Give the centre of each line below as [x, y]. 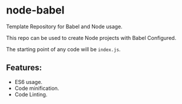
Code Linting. [31, 94]
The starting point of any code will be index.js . [63, 49]
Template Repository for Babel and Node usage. [64, 26]
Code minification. [37, 88]
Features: [24, 68]
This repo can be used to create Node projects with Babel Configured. [91, 38]
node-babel [35, 10]
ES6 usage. [29, 82]
